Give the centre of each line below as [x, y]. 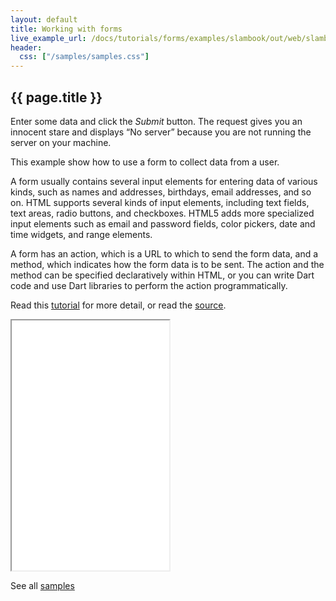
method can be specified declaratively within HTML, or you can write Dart [162, 275]
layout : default [44, 19]
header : [26, 47]
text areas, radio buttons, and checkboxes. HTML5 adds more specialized [162, 213]
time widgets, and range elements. [81, 234]
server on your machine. [61, 142]
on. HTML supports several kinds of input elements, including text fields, [160, 202]
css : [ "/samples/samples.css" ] [84, 57]
